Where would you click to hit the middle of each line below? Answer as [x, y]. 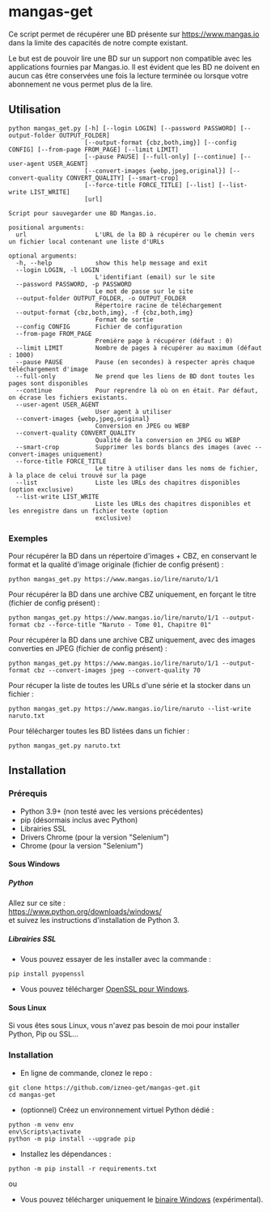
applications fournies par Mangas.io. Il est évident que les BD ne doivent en [134, 66]
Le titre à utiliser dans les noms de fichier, [177, 468]
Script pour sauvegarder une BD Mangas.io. [83, 213]
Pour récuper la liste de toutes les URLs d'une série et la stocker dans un [129, 686]
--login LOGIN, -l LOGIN [57, 270]
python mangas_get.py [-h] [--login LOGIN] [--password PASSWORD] [123, 128]
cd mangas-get [32, 1095]
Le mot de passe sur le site [144, 291]
